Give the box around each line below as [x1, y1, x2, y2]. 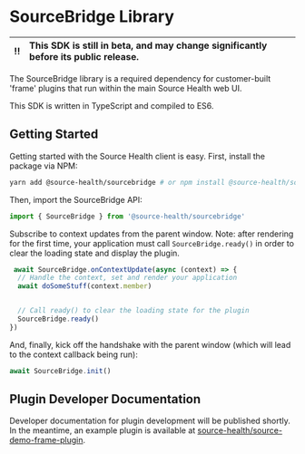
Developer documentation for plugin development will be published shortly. [9, 415, 290, 427]
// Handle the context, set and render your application [17, 274, 238, 283]
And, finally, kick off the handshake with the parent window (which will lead [9, 339, 291, 350]
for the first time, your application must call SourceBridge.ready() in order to [9, 237, 295, 248]
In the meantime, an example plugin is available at [9, 425, 196, 436]
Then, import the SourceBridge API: [9, 194, 143, 205]
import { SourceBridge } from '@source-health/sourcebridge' [9, 211, 246, 221]
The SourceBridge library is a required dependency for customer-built [9, 72, 271, 83]
